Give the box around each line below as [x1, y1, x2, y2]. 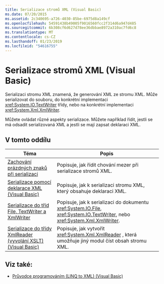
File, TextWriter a [7, 208, 46, 215]
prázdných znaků [7, 165, 47, 171]
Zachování [7, 159, 32, 166]
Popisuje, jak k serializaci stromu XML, [57, 182, 145, 189]
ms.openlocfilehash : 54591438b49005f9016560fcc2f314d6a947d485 [5, 21, 137, 26]
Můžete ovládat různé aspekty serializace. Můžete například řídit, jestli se [5, 116, 153, 122]
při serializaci [7, 171, 38, 178]
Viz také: [5, 260, 33, 268]
